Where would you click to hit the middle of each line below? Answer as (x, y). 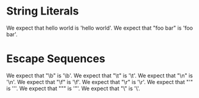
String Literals (43, 11)
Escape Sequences (56, 59)
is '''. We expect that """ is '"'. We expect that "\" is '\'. (73, 88)
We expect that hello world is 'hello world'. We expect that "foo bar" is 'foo (100, 28)
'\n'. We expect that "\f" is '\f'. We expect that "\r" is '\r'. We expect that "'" (100, 82)
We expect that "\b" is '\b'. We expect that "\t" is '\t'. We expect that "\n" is (100, 75)
